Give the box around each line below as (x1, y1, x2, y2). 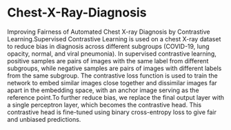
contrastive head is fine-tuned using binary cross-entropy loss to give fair (7, 108, 217, 116)
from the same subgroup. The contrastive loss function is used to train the (7, 71, 219, 80)
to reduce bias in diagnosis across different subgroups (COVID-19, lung (7, 42, 210, 50)
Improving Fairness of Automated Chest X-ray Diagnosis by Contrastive (7, 28, 210, 36)
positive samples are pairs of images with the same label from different (7, 56, 209, 65)
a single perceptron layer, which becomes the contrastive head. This (7, 100, 202, 109)
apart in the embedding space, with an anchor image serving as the (7, 86, 199, 94)
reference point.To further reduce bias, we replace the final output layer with (7, 93, 225, 101)
